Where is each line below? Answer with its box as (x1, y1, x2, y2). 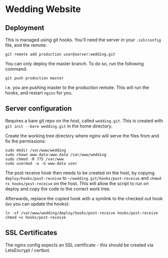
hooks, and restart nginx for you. (5, 90, 73, 96)
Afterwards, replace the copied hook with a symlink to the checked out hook (5, 195, 163, 201)
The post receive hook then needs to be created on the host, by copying (5, 170, 154, 176)
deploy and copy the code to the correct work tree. (5, 186, 111, 192)
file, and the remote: (5, 42, 47, 48)
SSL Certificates (5, 228, 58, 237)
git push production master (5, 76, 64, 81)
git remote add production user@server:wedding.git (5, 52, 115, 57)
